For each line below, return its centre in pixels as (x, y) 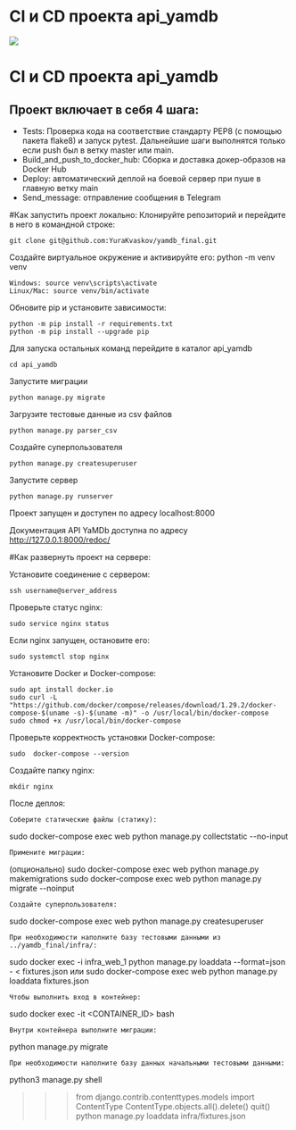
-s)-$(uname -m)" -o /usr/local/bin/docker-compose (171, 713)
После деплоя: (37, 803)
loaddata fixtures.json (49, 981)
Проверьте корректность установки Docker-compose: (112, 737)
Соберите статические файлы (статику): (83, 819)
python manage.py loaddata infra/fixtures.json (161, 1116)
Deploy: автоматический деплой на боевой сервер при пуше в (141, 178)
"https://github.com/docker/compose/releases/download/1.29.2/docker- (143, 705)
